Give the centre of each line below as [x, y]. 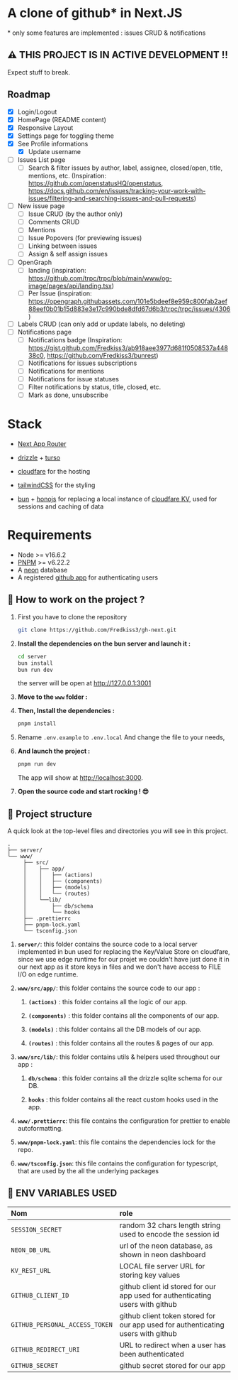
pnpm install [37, 724]
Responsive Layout [45, 127]
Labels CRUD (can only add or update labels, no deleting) [101, 324]
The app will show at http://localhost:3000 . [80, 778]
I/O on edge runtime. [48, 974]
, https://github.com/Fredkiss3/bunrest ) [101, 355]
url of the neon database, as [166, 1246]
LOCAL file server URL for [162, 1266]
